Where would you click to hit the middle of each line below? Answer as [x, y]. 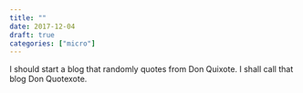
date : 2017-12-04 [42, 26]
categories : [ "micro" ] [52, 43]
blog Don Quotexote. [48, 79]
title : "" [28, 18]
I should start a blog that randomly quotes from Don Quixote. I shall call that [151, 69]
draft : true [32, 35]
